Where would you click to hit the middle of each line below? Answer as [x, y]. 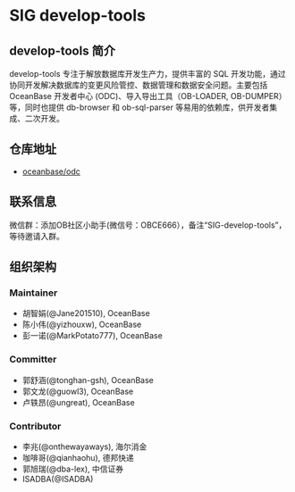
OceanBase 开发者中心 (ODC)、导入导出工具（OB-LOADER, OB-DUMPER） [148, 96]
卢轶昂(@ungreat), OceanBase [79, 402]
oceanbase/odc [51, 171]
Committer [33, 360]
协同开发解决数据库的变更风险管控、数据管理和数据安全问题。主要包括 [139, 85]
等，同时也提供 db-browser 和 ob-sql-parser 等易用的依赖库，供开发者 [139, 107]
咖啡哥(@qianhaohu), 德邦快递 [78, 457]
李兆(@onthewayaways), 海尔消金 [84, 446]
